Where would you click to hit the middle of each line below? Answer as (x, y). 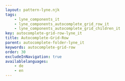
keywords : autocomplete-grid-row (40, 47)
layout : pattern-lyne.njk (32, 10)
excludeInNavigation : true (34, 57)
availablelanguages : (27, 61)
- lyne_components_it (37, 19)
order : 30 (16, 52)
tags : (11, 15)
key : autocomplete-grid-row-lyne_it (44, 33)
